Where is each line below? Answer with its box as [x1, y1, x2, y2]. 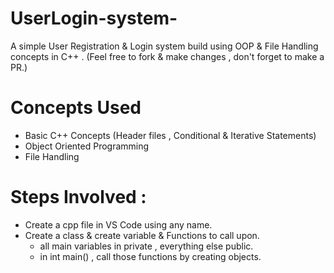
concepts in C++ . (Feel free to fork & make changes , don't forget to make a [10, 50, 325, 62]
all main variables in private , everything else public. [39, 240, 254, 252]
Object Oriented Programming [24, 140, 150, 152]
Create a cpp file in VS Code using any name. [24, 218, 213, 231]
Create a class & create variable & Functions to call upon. [24, 229, 260, 241]
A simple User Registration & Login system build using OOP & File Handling [10, 40, 319, 52]
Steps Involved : [10, 186, 147, 209]
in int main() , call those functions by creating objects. [39, 250, 262, 262]
